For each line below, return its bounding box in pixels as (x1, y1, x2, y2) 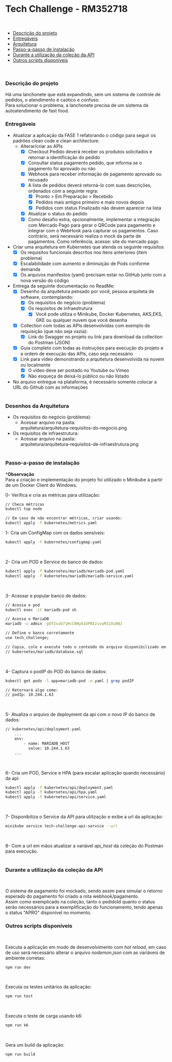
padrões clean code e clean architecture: (12, 138, 100, 144)
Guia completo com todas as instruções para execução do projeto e (20, 345, 164, 351)
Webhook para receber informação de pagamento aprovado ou (28, 171, 162, 177)
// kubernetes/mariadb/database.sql (5, 649, 83, 654)
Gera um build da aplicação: (5, 1042, 65, 1048)
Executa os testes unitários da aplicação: (5, 984, 92, 990)
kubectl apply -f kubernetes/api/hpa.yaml (5, 790, 97, 795)
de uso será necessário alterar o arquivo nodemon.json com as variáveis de (5, 949, 165, 956)
